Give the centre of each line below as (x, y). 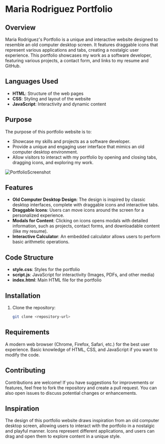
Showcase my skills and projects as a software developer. (71, 141)
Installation (23, 296)
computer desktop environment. (45, 152)
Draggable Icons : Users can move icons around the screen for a (78, 210)
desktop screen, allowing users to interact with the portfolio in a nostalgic (80, 426)
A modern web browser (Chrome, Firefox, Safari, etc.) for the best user (78, 344)
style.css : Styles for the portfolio (46, 269)
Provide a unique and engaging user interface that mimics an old (78, 146)
